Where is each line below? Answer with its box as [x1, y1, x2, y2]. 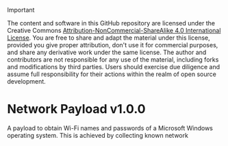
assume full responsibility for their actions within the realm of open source [7, 70, 217, 78]
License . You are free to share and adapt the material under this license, [7, 34, 210, 42]
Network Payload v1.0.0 [7, 101, 146, 117]
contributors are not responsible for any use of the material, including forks [7, 56, 219, 64]
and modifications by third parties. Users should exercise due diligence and [7, 63, 220, 71]
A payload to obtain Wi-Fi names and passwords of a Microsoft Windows [7, 123, 214, 132]
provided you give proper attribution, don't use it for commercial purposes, [7, 41, 218, 49]
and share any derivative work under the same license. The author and [7, 48, 207, 56]
